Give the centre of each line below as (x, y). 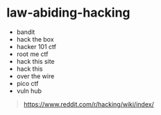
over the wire (35, 76)
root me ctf (32, 54)
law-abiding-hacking (68, 13)
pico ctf (27, 83)
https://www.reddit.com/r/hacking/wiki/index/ (88, 104)
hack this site (35, 61)
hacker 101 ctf (36, 46)
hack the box (35, 39)
